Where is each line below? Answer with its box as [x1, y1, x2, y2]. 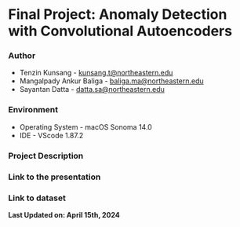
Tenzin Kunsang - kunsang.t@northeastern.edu [19, 68, 173, 78]
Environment [8, 104, 59, 115]
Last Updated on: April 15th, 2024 [8, 210, 120, 219]
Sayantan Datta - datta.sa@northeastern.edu [19, 85, 165, 94]
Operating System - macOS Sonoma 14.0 [19, 122, 153, 131]
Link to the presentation [8, 171, 101, 182]
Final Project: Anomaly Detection [8, 5, 227, 24]
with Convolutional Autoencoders [8, 22, 233, 40]
